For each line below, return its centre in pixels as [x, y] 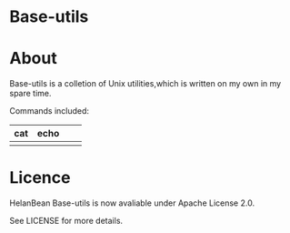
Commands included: [49, 111]
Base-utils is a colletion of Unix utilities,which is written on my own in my [145, 84]
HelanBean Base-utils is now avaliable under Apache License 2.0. [132, 203]
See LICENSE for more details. [66, 221]
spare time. [30, 94]
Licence [40, 178]
